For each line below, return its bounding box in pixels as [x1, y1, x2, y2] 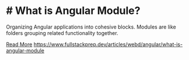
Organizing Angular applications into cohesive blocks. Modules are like [6, 23, 176, 30]
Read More [6, 41, 33, 48]
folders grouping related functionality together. [6, 29, 118, 36]
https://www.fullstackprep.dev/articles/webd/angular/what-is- [33, 41, 183, 48]
